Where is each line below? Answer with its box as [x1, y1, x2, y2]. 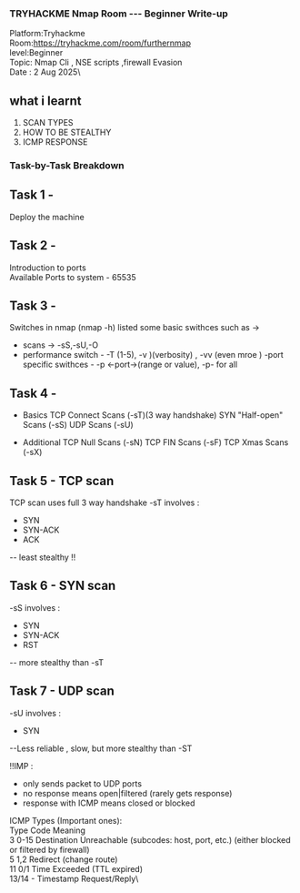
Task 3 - [9, 299, 56, 314]
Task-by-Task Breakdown [9, 159, 125, 172]
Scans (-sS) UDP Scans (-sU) [22, 420, 134, 431]
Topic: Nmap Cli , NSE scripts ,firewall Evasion [9, 57, 183, 68]
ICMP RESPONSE [22, 137, 88, 147]
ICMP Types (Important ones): [9, 815, 123, 826]
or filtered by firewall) [9, 844, 90, 855]
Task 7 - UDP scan [9, 684, 115, 699]
